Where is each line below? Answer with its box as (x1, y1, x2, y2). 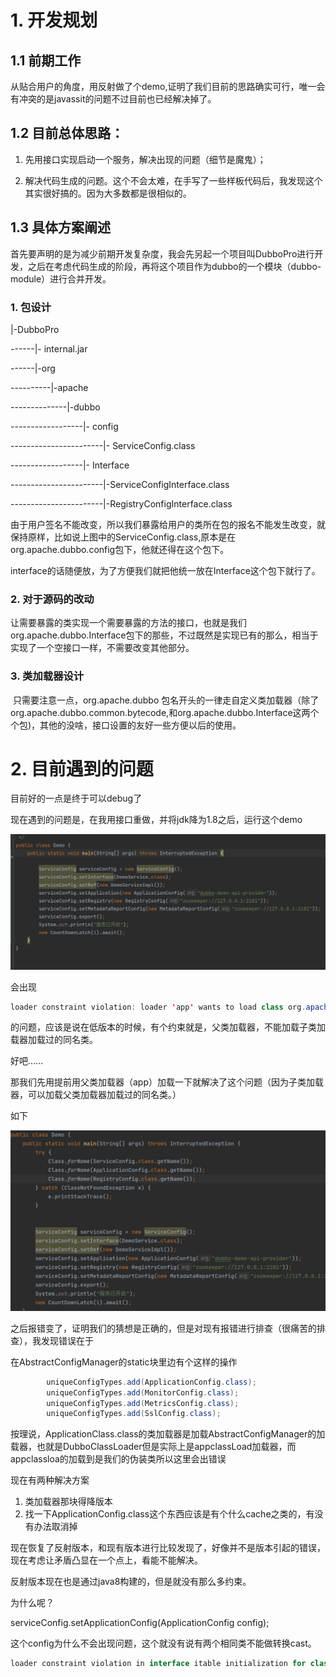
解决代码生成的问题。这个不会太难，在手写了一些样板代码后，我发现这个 (24, 174, 323, 186)
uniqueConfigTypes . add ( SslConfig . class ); (46, 1409, 222, 1419)
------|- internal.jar (10, 342, 88, 355)
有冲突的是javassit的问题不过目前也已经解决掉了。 (10, 93, 217, 105)
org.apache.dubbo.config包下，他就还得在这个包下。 (10, 543, 230, 555)
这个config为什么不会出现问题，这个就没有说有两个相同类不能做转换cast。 (10, 1637, 317, 1650)
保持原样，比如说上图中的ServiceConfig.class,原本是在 (10, 531, 237, 543)
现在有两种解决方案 (10, 1474, 90, 1486)
